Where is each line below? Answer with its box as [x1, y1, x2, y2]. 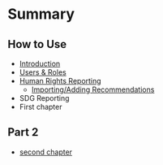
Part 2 [7, 125, 39, 139]
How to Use [7, 37, 67, 51]
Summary [7, 5, 75, 24]
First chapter [19, 102, 62, 111]
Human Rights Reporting [19, 76, 102, 85]
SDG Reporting [19, 93, 70, 102]
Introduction [19, 59, 61, 68]
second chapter [19, 147, 73, 157]
